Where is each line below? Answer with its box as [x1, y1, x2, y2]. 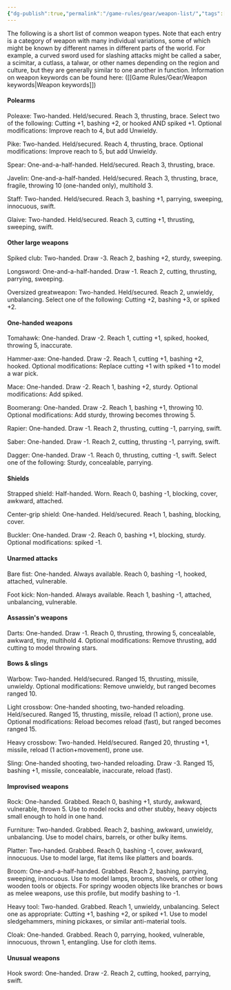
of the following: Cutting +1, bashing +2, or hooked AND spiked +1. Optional [7, 119, 222, 127]
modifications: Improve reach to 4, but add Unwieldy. [7, 126, 158, 135]
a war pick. [7, 369, 39, 377]
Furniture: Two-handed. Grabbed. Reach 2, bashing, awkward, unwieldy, [7, 825, 214, 834]
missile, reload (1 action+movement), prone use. [7, 746, 144, 754]
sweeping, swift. [7, 223, 54, 231]
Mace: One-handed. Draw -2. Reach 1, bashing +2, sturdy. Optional [7, 383, 198, 391]
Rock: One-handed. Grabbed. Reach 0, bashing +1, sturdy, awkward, [7, 798, 202, 806]
